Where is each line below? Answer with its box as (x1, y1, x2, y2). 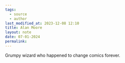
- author (9, 16, 27, 21)
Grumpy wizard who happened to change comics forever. (5, 52, 121, 58)
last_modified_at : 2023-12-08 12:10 (5, 21, 79, 26)
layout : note (5, 30, 32, 35)
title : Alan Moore (5, 25, 42, 30)
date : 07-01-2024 (5, 35, 40, 40)
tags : (5, 7, 16, 12)
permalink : (5, 39, 27, 44)
